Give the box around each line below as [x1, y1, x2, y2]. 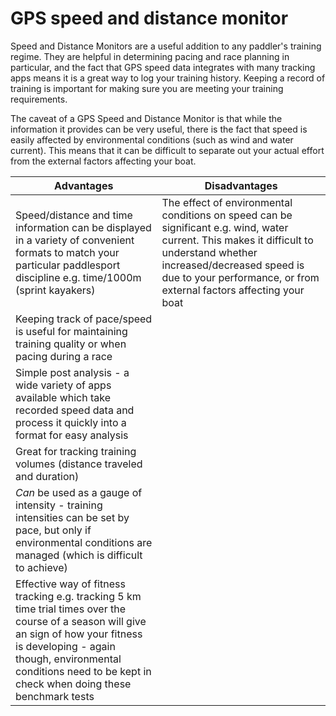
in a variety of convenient [15, 233, 135, 247]
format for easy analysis [15, 428, 129, 442]
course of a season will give [15, 614, 147, 628]
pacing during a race [15, 349, 113, 363]
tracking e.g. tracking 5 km [15, 589, 142, 603]
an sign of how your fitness [15, 627, 143, 641]
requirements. [10, 93, 68, 105]
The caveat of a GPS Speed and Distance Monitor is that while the [10, 112, 283, 124]
